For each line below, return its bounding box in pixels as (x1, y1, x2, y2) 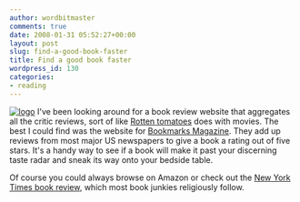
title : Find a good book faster (9, 56, 132, 65)
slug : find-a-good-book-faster (9, 47, 128, 56)
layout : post (9, 38, 59, 48)
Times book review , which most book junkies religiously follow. (9, 181, 245, 192)
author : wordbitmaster (9, 13, 95, 23)
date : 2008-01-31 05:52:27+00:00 (9, 30, 136, 39)
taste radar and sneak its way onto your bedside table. (9, 154, 214, 165)
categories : (9, 73, 55, 82)
